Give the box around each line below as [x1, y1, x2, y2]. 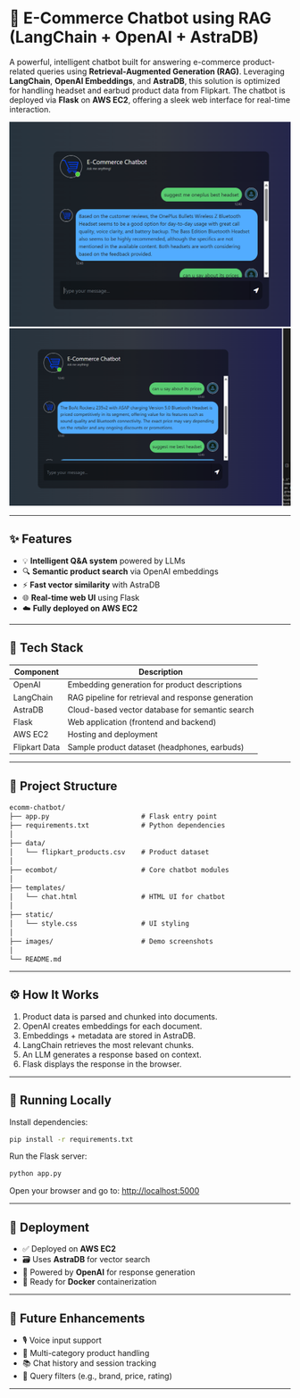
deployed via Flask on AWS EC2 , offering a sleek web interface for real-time [9, 94, 291, 105]
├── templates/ [9, 883, 66, 892]
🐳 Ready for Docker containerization [21, 1277, 157, 1287]
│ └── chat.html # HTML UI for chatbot [9, 892, 226, 901]
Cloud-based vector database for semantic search [67, 704, 254, 715]
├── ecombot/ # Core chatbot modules [9, 865, 229, 874]
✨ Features [9, 531, 72, 547]
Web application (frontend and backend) [67, 717, 217, 728]
